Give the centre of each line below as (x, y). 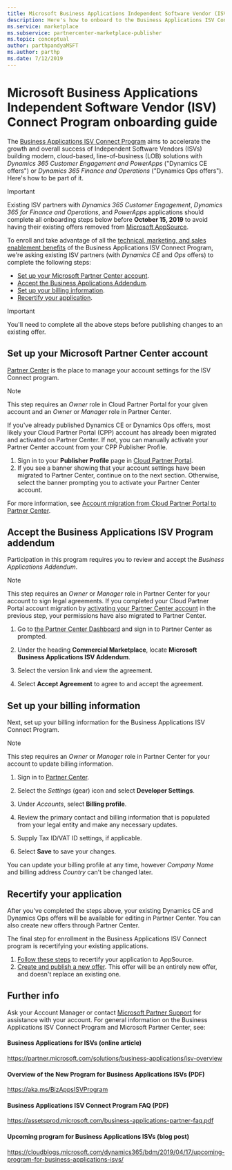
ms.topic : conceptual (38, 39)
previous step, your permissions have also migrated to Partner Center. (107, 616)
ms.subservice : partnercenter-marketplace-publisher (85, 33)
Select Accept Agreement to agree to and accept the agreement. (110, 684)
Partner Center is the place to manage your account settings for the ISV (109, 370)
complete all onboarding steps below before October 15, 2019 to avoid (108, 219)
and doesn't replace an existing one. (69, 974)
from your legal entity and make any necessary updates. (97, 825)
